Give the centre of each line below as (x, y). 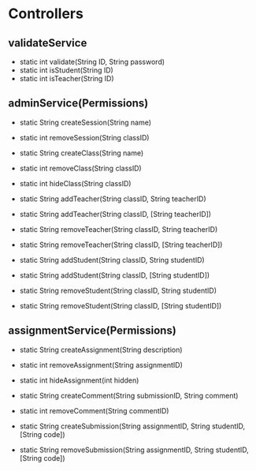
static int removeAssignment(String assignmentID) (101, 364)
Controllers (46, 14)
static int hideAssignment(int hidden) (79, 380)
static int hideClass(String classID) (75, 183)
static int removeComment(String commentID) (94, 410)
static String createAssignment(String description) (101, 350)
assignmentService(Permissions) (93, 331)
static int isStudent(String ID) (67, 70)
